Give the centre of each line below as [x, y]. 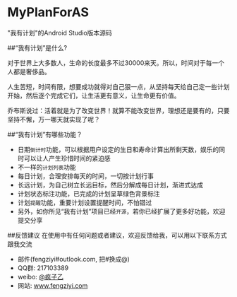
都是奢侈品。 [32, 71]
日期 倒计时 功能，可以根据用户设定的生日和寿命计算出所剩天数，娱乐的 [118, 149]
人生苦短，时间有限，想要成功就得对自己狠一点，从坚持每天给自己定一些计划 [119, 86]
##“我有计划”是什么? [37, 47]
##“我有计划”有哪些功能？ [45, 134]
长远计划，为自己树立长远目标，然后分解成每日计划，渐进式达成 [110, 185]
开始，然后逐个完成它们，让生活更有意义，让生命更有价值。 [94, 95]
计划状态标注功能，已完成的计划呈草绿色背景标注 [89, 193]
